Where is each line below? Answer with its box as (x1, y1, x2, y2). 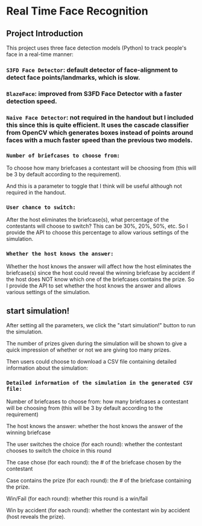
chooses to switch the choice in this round (6, 447, 112, 454)
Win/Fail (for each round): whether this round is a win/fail (6, 495, 148, 502)
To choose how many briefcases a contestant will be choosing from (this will (6, 164, 197, 172)
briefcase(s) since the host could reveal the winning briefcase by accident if (6, 269, 195, 276)
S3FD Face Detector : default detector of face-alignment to (6, 65, 178, 74)
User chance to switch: (6, 204, 77, 211)
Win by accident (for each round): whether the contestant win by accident (6, 506, 190, 514)
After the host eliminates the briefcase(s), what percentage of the (6, 216, 169, 223)
